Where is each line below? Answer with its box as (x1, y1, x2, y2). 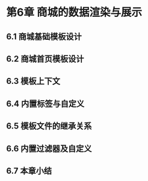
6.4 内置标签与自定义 (6, 98, 85, 109)
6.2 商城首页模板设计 (6, 54, 84, 64)
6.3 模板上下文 (6, 76, 61, 86)
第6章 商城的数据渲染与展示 (6, 5, 143, 19)
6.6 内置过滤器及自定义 (6, 143, 92, 154)
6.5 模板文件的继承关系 (6, 121, 92, 132)
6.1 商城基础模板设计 (6, 31, 82, 42)
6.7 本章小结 (6, 165, 52, 176)
